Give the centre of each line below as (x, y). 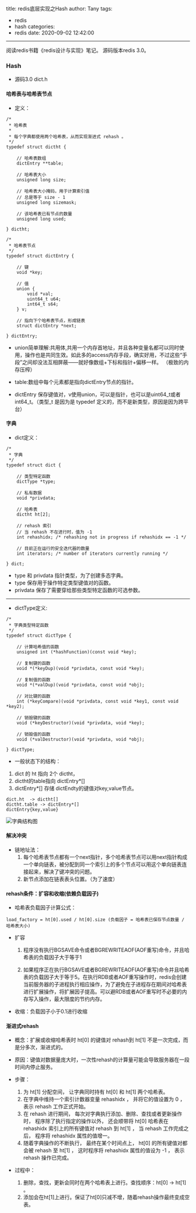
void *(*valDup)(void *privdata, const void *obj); (80, 685)
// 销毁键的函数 (34, 718)
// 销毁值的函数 (34, 734)
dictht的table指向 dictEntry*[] (50, 781)
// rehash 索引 (34, 525)
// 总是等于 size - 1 (41, 197)
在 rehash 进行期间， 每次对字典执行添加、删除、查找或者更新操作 (103, 1114)
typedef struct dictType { (39, 635)
